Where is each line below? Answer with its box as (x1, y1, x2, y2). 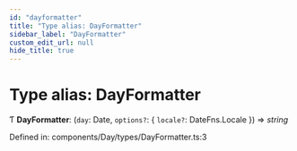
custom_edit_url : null (9, 38, 94, 47)
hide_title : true (9, 46, 74, 55)
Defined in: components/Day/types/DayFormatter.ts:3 (9, 131, 207, 143)
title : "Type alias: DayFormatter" (9, 21, 143, 30)
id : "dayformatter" (9, 13, 83, 22)
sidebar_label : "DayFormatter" (9, 29, 127, 38)
